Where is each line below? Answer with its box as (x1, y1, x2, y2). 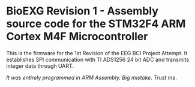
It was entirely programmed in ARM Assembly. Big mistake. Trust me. (6, 74, 178, 81)
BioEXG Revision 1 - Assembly (6, 4, 159, 18)
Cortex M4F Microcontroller (6, 30, 148, 43)
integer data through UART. (6, 62, 74, 70)
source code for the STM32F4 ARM (6, 17, 186, 31)
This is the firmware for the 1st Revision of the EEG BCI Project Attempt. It (6, 49, 188, 56)
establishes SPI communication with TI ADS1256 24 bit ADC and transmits (6, 56, 190, 63)
